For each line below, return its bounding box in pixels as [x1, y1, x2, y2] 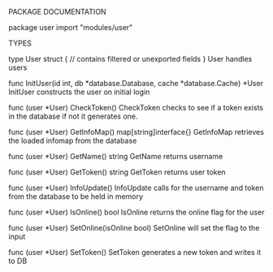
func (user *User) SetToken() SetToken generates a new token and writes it [8, 248, 262, 257]
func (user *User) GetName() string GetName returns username [8, 152, 223, 161]
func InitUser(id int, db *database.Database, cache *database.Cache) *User [8, 79, 264, 88]
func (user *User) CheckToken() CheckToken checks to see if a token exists [8, 103, 264, 112]
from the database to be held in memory [8, 192, 144, 201]
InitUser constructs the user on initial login [8, 87, 150, 97]
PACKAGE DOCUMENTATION [8, 7, 107, 16]
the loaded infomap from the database [8, 136, 137, 145]
